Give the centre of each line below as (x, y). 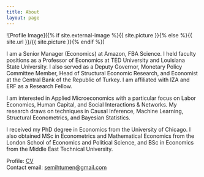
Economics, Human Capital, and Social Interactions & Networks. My (92, 104)
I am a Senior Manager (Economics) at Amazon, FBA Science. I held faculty (101, 53)
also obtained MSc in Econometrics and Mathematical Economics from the (100, 136)
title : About (23, 12)
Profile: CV (20, 160)
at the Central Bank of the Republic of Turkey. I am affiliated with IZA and (98, 80)
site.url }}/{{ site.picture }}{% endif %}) (56, 42)
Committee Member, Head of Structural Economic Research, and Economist (102, 73)
